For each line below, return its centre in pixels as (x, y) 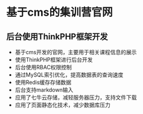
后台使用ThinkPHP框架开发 (57, 36)
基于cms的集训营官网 (59, 12)
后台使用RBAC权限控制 (43, 67)
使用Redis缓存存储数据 (43, 82)
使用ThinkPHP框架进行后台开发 (54, 60)
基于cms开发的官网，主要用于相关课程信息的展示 (76, 52)
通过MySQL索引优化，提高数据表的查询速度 (69, 75)
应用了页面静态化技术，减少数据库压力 (62, 105)
